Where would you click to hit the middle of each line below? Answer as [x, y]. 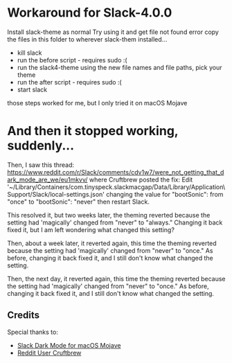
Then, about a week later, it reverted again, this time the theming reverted [112, 243]
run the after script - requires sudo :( [70, 82]
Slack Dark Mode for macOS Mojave [69, 345]
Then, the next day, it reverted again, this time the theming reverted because [117, 278]
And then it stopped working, [93, 131]
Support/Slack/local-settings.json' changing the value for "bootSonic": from [115, 194]
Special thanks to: [33, 332]
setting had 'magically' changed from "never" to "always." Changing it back [115, 222]
